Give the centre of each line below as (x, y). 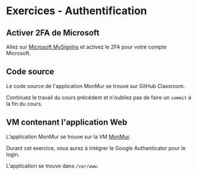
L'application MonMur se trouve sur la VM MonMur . (68, 137)
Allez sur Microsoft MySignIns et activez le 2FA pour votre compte (86, 47)
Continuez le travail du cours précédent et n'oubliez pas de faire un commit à (99, 97)
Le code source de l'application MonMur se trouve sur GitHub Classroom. (96, 86)
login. (13, 154)
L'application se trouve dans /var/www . (52, 166)
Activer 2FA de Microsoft (53, 33)
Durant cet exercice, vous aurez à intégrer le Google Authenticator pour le (96, 148)
